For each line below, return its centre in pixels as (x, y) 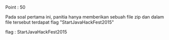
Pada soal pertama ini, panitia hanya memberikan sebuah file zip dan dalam (85, 17)
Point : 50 (15, 7)
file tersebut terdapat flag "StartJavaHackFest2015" (60, 22)
